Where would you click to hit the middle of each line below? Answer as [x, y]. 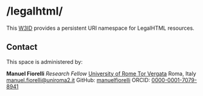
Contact [22, 47]
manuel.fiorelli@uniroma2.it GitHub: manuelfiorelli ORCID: [78, 80]
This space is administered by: [45, 61]
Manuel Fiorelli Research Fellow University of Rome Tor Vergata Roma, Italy [101, 74]
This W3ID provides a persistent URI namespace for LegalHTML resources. [100, 28]
